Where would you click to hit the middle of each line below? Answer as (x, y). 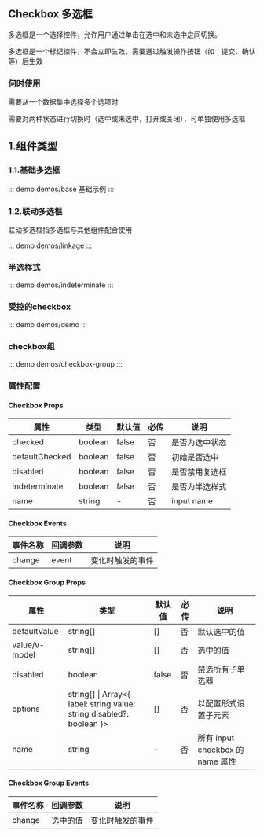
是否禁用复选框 (199, 472)
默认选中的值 (221, 632)
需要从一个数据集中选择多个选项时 (63, 102)
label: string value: (102, 704)
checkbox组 (31, 346)
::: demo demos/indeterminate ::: (61, 285)
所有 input (216, 738)
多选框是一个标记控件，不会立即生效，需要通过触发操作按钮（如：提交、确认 (132, 51)
